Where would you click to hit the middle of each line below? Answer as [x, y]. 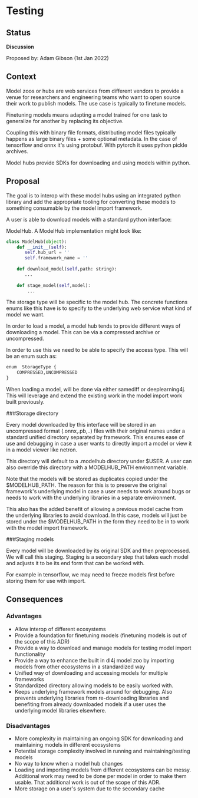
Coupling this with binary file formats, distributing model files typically [91, 132]
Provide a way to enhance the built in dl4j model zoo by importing [94, 660]
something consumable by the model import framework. [74, 208]
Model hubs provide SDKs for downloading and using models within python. [98, 163]
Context [21, 77]
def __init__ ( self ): [42, 247]
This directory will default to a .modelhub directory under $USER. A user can [99, 461]
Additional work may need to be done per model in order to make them [100, 776]
